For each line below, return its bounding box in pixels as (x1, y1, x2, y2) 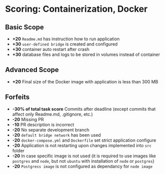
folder (12, 148, 25, 153)
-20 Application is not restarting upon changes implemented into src (12, 142, 152, 148)
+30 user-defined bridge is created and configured (12, 41, 118, 47)
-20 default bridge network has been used (12, 132, 101, 138)
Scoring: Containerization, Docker (5, 3, 148, 15)
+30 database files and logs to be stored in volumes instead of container (12, 51, 160, 57)
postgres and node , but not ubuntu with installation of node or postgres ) (12, 158, 155, 164)
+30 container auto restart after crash (12, 47, 90, 52)
